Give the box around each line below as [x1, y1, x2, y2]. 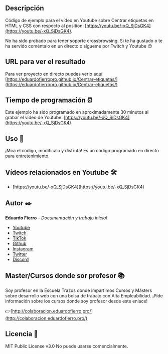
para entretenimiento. [5, 153, 50, 159]
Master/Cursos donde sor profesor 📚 [5, 271, 125, 280]
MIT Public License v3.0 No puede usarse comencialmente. [5, 343, 128, 349]
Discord [12, 256, 29, 262]
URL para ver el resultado [5, 58, 86, 66]
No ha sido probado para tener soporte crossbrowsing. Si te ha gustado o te [5, 38, 163, 44]
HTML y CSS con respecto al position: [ [5, 23, 87, 29]
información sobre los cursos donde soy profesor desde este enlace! [5, 298, 148, 304]
